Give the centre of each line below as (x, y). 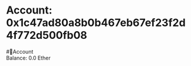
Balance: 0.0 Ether (29, 58)
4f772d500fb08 (47, 35)
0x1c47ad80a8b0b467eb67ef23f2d (96, 23)
